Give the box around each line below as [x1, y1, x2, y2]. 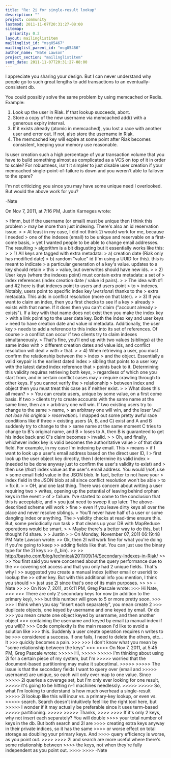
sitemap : [5, 26, 24, 32]
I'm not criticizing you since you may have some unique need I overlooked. [5, 183, 162, 189]
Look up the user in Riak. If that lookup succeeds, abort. [12, 109, 131, 115]
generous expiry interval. [12, 120, 65, 126]
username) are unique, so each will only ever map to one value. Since [5, 672, 151, 678]
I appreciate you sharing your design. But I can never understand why [5, 73, 152, 79]
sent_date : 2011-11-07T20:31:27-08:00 [5, 59, 88, 65]
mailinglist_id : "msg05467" [5, 41, 65, 46]
